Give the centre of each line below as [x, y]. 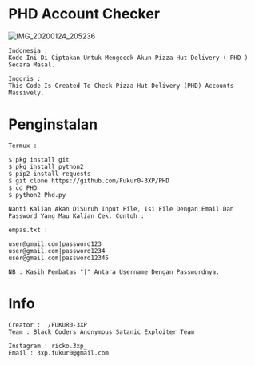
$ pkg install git [39, 160]
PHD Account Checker [84, 14]
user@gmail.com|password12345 [59, 258]
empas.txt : [28, 230]
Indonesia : [28, 50]
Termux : [23, 146]
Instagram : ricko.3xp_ [48, 346]
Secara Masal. [32, 65]
